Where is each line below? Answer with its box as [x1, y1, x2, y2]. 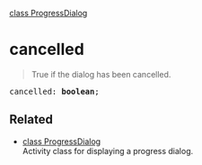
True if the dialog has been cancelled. [31, 69, 171, 79]
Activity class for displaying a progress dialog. [22, 145, 194, 156]
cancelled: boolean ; [9, 86, 101, 96]
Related [9, 112, 54, 127]
